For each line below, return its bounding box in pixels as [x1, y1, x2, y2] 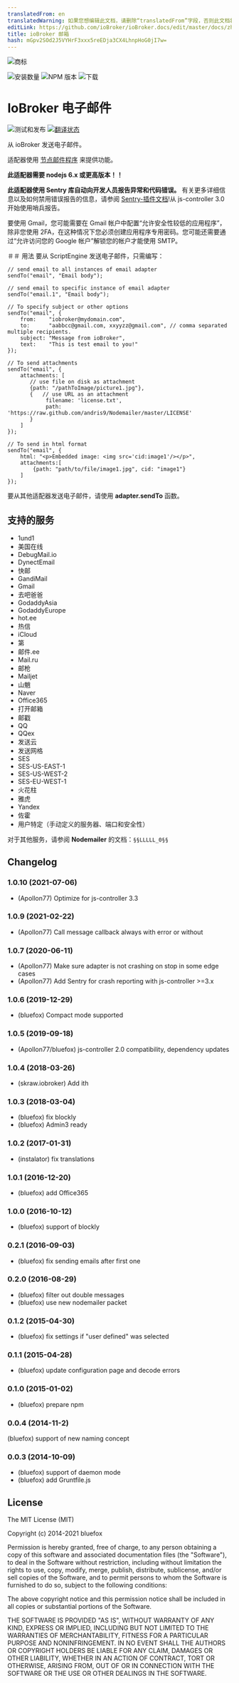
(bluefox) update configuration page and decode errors [17, 1366, 180, 1375]
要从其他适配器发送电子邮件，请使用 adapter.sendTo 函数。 [7, 491, 184, 500]
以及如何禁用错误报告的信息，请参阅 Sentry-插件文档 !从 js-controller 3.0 [13, 195, 225, 203]
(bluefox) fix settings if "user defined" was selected [17, 1332, 169, 1341]
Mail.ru [17, 655, 38, 664]
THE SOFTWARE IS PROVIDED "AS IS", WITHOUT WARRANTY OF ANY [7, 1616, 215, 1625]
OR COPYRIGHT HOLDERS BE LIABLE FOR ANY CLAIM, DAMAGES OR [7, 1647, 213, 1655]
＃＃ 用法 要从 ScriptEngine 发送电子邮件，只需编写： [7, 252, 164, 260]
